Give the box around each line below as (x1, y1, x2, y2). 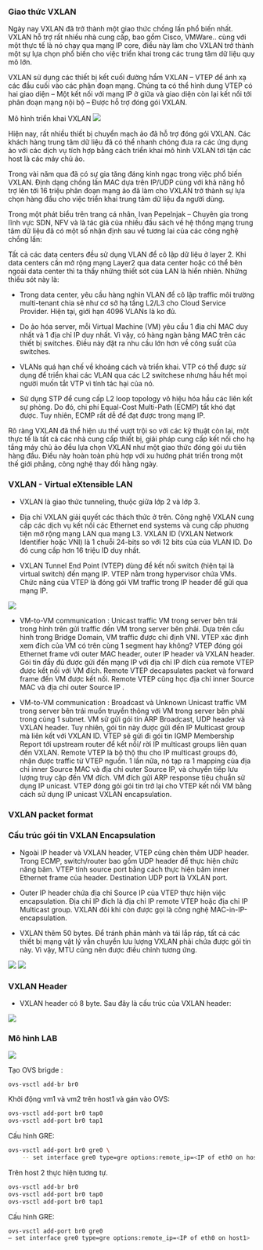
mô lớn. (8, 57, 33, 67)
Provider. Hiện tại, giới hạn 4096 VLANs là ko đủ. (19, 307, 178, 316)
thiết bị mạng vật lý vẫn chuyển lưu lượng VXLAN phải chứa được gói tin (19, 937, 252, 946)
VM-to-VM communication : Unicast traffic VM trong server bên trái (19, 616, 238, 625)
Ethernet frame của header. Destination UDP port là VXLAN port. (19, 872, 229, 882)
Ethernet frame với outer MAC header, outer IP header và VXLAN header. (19, 649, 255, 658)
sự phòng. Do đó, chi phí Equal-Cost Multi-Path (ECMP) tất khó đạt (19, 403, 236, 412)
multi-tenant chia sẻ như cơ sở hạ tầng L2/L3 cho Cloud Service (19, 298, 226, 308)
